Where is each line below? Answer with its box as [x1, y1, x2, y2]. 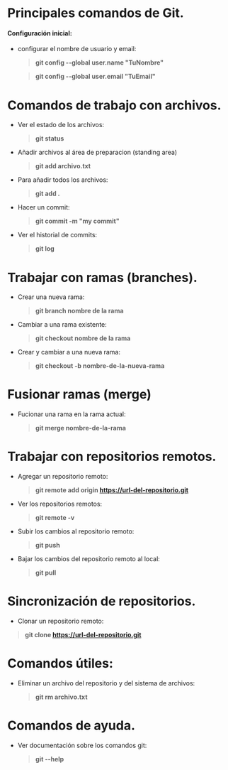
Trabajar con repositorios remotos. [7, 449, 217, 465]
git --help [35, 754, 64, 763]
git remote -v [35, 514, 75, 522]
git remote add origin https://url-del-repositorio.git [35, 486, 189, 494]
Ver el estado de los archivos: [17, 121, 105, 129]
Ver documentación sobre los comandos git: [17, 741, 147, 749]
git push [35, 541, 60, 550]
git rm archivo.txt [35, 693, 88, 701]
